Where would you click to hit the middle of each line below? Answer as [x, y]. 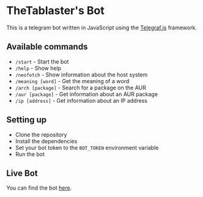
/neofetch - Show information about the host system [81, 75]
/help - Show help [38, 68]
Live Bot [22, 173]
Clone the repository [41, 135]
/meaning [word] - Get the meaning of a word [72, 81]
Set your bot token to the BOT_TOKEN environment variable [87, 147]
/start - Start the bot [42, 61]
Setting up [27, 120]
